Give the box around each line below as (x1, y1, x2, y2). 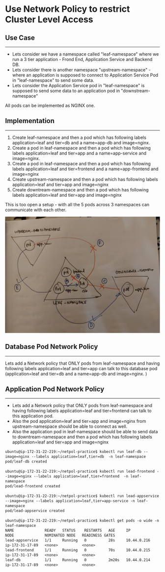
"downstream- (121, 88, 151, 94)
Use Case (5, 33, 35, 42)
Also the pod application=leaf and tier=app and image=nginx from (12, 418, 146, 424)
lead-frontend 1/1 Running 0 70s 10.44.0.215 (5, 548, 151, 553)
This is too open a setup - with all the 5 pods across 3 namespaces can (5, 201, 150, 207)
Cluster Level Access (5, 14, 93, 25)
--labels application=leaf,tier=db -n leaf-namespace (31, 454, 146, 459)
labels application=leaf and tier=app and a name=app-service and (12, 150, 146, 156)
